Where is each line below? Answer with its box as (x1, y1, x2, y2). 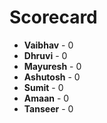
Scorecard (9, 6, 98, 29)
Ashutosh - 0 (23, 71, 81, 83)
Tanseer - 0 (23, 102, 74, 115)
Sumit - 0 (23, 81, 64, 93)
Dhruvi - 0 (23, 49, 68, 61)
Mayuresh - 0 (23, 60, 82, 72)
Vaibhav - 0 (23, 39, 74, 51)
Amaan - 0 (23, 92, 70, 104)
